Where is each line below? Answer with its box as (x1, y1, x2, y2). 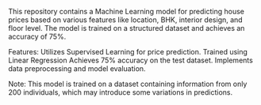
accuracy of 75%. (8, 32, 67, 41)
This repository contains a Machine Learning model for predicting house (8, 7, 244, 16)
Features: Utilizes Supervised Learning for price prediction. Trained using (8, 47, 248, 56)
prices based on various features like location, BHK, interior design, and (8, 15, 244, 24)
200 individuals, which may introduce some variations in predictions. (8, 88, 232, 97)
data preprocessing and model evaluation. (8, 64, 146, 73)
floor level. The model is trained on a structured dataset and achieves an (8, 24, 245, 32)
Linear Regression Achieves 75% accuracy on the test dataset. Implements (8, 55, 254, 65)
